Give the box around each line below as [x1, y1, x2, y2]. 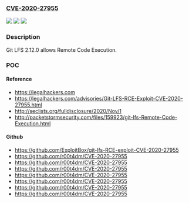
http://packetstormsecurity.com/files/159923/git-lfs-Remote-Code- [14, 114, 178, 121]
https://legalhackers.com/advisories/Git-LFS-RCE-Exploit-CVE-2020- [14, 95, 183, 102]
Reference [6, 75, 32, 83]
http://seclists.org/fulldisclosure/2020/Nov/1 [14, 107, 122, 114]
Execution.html [14, 119, 51, 127]
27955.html [14, 101, 42, 108]
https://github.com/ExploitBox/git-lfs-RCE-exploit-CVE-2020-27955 [14, 146, 179, 154]
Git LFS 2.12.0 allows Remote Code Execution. [6, 46, 117, 54]
